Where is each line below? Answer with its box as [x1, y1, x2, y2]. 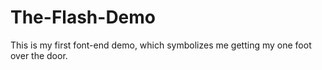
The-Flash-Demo [10, 6, 157, 29]
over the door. [10, 49, 68, 61]
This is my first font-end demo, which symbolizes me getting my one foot [10, 39, 312, 51]
